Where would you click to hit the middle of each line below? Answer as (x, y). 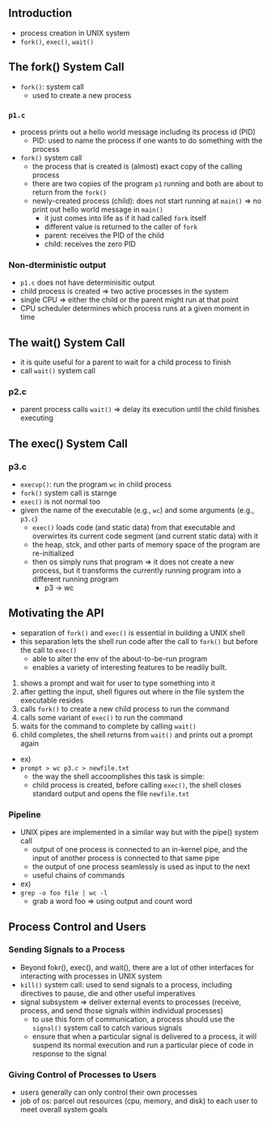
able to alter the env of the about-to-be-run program (120, 658)
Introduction (40, 13)
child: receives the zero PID (90, 243)
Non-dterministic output (57, 264)
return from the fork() (70, 192)
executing (37, 418)
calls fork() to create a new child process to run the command (125, 708)
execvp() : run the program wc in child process (96, 484)
